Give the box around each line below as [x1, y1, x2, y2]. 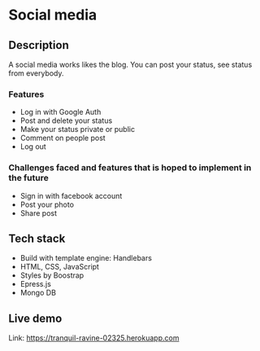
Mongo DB [19, 287, 57, 298]
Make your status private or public [19, 125, 136, 134]
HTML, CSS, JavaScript [19, 262, 100, 272]
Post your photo [19, 200, 75, 209]
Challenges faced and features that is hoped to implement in [8, 162, 252, 173]
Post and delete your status [19, 116, 113, 125]
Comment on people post [19, 133, 106, 143]
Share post [19, 208, 57, 217]
